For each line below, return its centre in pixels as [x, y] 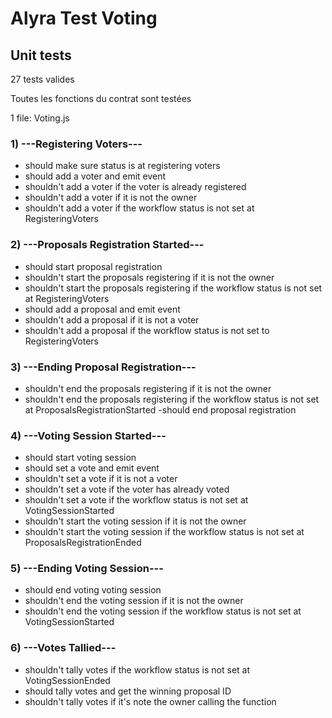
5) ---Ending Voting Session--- [87, 569]
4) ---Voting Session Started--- [88, 435]
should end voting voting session [93, 590]
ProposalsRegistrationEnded [83, 543]
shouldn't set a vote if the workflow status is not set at [136, 500]
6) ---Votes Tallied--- [63, 648]
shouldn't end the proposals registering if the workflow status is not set [172, 399]
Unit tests [41, 55]
